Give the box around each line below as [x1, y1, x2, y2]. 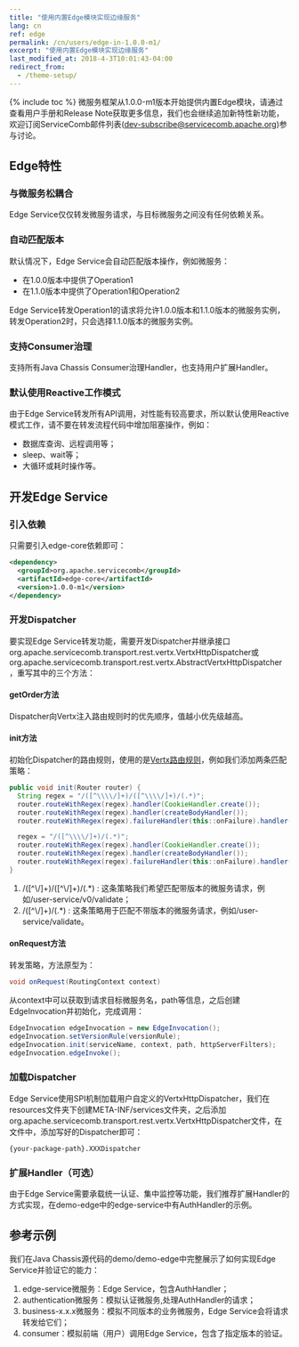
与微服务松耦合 [9, 188, 74, 200]
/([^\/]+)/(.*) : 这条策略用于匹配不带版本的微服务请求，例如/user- [21, 905, 259, 915]
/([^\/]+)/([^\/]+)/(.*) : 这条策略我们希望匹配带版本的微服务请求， [21, 882, 258, 893]
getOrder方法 [9, 689, 60, 700]
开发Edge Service [9, 489, 109, 504]
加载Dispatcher [9, 1071, 77, 1083]
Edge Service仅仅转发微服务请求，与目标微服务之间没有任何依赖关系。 [9, 209, 269, 220]
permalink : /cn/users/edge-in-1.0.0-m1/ [9, 37, 162, 47]
